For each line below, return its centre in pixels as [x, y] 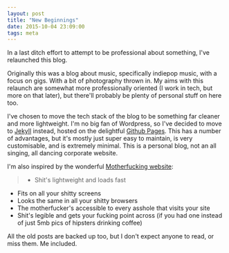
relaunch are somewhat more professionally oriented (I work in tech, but [110, 88]
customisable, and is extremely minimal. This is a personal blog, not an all [112, 146]
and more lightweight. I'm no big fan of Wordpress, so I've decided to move [115, 124]
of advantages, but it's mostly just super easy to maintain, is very [100, 139]
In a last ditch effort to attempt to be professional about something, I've [108, 53]
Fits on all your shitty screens [59, 193]
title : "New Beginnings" [43, 20]
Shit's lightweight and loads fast [80, 180]
